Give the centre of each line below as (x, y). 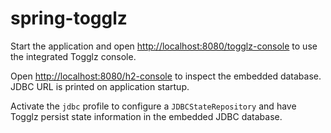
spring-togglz (69, 18)
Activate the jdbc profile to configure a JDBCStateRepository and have (153, 106)
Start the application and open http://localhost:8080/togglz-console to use (164, 46)
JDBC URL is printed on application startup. (100, 86)
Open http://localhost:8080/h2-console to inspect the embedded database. (166, 76)
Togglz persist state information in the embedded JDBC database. (146, 116)
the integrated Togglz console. (73, 56)
